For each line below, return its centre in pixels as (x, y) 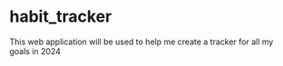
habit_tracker (61, 17)
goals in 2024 (35, 51)
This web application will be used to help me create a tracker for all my (141, 42)
